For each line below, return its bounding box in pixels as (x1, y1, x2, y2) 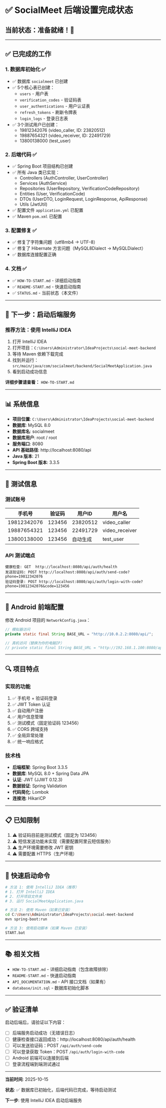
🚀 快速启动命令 (5, 871, 50, 880)
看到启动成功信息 (12, 369, 47, 375)
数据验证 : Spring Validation (12, 783, 67, 789)
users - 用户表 (19, 90, 48, 97)
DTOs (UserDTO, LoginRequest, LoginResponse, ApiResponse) (19, 196, 148, 202)
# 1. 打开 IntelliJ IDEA (5, 889, 55, 894)
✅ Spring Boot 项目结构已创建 (12, 163, 73, 169)
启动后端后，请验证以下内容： (5, 1019, 66, 1025)
